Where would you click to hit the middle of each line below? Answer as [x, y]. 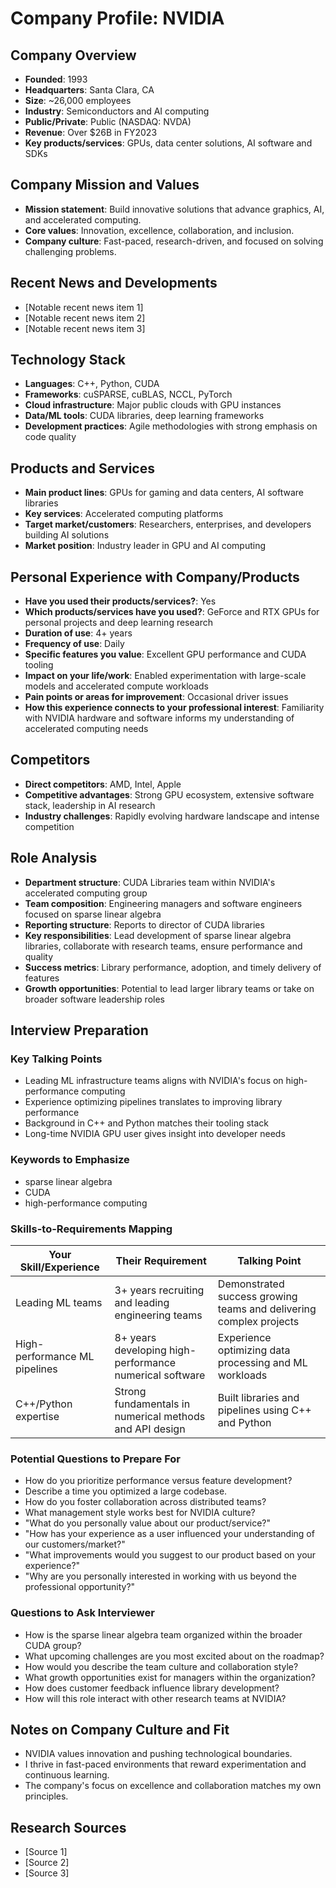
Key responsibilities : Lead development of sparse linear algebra [158, 935]
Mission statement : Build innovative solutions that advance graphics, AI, [174, 209]
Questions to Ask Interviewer [82, 1613]
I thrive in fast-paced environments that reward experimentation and [165, 1764]
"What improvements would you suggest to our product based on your [170, 1555]
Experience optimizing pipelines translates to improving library [153, 1102]
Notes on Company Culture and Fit [120, 1729]
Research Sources [68, 1827]
